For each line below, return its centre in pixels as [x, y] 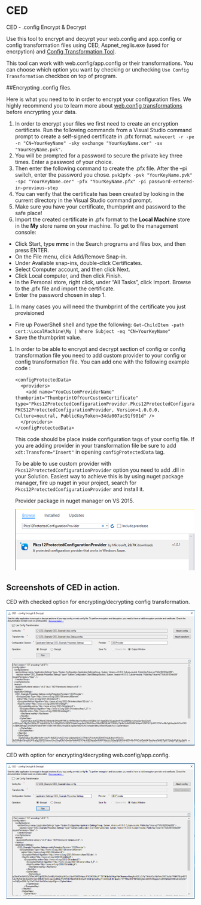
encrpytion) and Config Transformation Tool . [61, 51]
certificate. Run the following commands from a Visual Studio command [103, 130]
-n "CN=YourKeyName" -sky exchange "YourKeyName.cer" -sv [89, 143]
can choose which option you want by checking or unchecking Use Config [98, 69]
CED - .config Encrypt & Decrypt [46, 27]
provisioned [29, 312]
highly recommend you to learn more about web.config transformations [94, 105]
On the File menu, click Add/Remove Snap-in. [71, 257]
